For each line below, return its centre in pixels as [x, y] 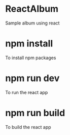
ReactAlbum [32, 9]
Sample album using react [32, 23]
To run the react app [27, 92]
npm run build [35, 113]
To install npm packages [31, 58]
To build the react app [28, 127]
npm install [29, 44]
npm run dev [32, 78]
